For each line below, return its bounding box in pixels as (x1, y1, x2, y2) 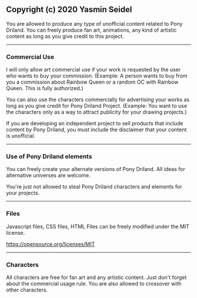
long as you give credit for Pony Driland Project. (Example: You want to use (6, 102, 188, 109)
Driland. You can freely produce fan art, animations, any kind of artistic (6, 26, 177, 33)
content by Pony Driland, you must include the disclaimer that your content (6, 126, 187, 133)
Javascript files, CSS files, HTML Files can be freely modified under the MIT (6, 222, 189, 230)
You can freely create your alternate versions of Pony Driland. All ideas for (6, 166, 186, 173)
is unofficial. (6, 132, 36, 139)
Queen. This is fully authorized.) (6, 85, 84, 92)
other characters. (6, 286, 48, 293)
